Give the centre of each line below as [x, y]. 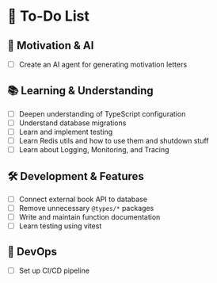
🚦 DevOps [32, 252]
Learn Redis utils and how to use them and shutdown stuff [114, 141]
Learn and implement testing [66, 132]
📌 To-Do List [49, 16]
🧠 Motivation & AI [51, 46]
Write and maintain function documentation [89, 217]
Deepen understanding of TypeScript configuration [102, 113]
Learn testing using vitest [60, 226]
